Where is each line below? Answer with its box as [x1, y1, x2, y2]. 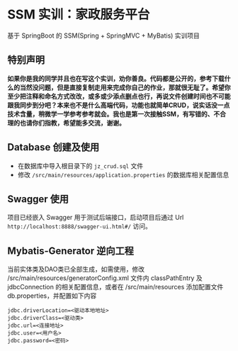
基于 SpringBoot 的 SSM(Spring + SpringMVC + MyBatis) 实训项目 [7, 31, 200, 40]
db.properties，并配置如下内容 [7, 291, 97, 300]
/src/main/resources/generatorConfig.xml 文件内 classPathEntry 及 [7, 274, 203, 282]
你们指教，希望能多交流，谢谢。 [31, 118, 125, 127]
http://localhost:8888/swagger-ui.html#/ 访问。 [7, 222, 152, 230]
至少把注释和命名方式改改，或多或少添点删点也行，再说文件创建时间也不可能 [7, 91, 231, 100]
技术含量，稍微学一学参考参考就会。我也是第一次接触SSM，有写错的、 [7, 109, 214, 118]
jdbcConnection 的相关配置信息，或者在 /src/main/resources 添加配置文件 [7, 283, 224, 291]
